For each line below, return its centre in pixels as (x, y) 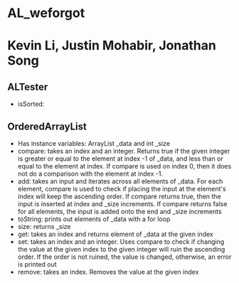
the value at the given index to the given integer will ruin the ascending (121, 249)
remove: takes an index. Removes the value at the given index (108, 272)
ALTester (28, 87)
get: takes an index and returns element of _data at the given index (115, 234)
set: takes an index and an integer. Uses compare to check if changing (121, 242)
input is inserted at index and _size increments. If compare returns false (122, 204)
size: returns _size (44, 226)
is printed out (37, 264)
